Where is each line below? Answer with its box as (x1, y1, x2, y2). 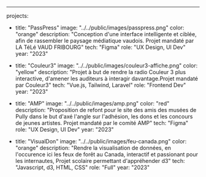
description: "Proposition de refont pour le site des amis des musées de (15, 107, 197, 113)
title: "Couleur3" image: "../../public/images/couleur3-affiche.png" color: (15, 62, 198, 69)
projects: (6, 12, 29, 19)
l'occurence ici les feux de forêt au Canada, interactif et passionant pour (15, 151, 198, 158)
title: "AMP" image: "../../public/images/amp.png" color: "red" (15, 100, 170, 107)
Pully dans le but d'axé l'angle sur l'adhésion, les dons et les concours (15, 113, 193, 120)
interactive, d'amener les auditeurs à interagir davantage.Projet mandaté (15, 75, 198, 82)
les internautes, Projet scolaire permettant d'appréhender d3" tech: (15, 157, 185, 164)
